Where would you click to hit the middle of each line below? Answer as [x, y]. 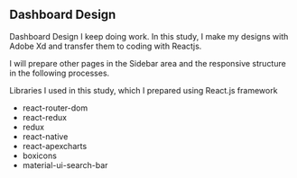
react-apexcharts [55, 146]
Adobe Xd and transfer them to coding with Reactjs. [106, 46]
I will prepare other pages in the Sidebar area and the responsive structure [148, 63]
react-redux [45, 117]
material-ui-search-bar [65, 165]
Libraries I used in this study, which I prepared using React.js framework [144, 90]
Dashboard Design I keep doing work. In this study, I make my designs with [149, 36]
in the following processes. [60, 73]
